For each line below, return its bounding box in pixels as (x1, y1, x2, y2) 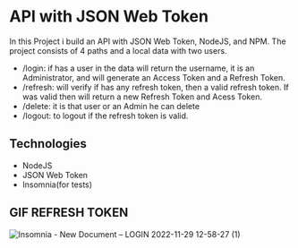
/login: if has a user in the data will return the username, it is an (21, 63, 255, 73)
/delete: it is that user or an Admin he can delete (21, 100, 200, 111)
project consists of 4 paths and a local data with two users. (9, 45, 227, 56)
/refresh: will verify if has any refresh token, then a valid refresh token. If (21, 81, 289, 92)
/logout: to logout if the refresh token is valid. (21, 110, 189, 121)
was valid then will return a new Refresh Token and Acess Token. (21, 91, 262, 102)
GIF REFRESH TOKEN (9, 205, 129, 220)
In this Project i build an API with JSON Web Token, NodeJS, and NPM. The (9, 36, 286, 47)
